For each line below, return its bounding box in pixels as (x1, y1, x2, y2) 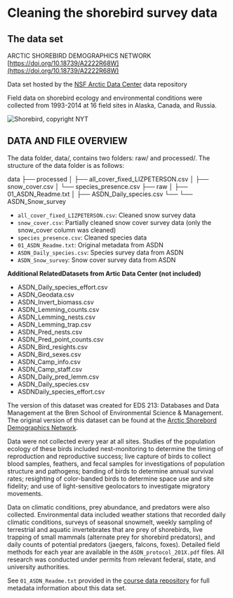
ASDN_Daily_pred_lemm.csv (17, 372, 100, 381)
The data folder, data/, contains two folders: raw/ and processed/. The (7, 153, 211, 162)
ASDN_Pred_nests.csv (17, 327, 83, 336)
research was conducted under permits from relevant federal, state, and (7, 555, 216, 564)
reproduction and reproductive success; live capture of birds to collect (7, 452, 211, 460)
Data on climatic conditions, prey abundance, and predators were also (7, 502, 211, 511)
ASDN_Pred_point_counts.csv (17, 335, 104, 344)
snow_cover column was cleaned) (17, 226, 116, 234)
